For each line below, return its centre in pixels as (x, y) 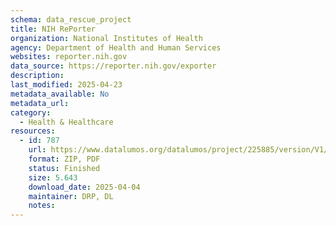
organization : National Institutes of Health (106, 38)
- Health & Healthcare (66, 122)
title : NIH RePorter (53, 29)
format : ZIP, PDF (64, 159)
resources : (33, 131)
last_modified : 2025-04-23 (66, 85)
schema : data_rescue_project (71, 19)
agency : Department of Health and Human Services (116, 47)
